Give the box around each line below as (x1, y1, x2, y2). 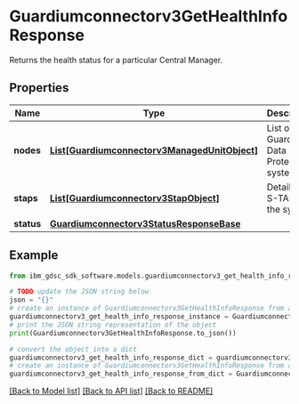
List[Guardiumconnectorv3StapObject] (49, 191, 220, 204)
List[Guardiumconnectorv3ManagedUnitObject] (49, 144, 258, 157)
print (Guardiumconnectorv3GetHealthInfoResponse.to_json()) (9, 328, 238, 337)
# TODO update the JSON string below (9, 287, 149, 296)
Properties (9, 80, 69, 95)
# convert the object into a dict (9, 344, 138, 353)
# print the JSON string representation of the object (9, 320, 217, 329)
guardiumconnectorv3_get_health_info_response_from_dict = (9, 369, 233, 379)
